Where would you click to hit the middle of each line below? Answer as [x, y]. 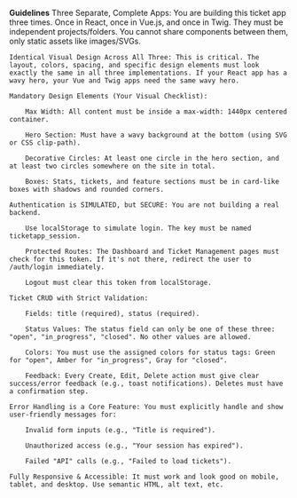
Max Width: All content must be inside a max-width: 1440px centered [156, 112]
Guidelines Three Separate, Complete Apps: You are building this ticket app [148, 13]
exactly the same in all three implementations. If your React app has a [148, 73]
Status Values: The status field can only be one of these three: [150, 329]
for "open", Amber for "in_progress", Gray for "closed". [118, 360]
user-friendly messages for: [63, 415]
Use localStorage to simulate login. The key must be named [138, 228]
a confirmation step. [49, 391]
